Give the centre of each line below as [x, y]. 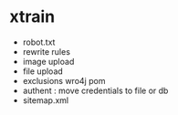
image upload [48, 61]
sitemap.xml [46, 100]
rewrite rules [47, 51]
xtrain [32, 17]
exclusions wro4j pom [64, 80]
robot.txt [39, 42]
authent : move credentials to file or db [95, 90]
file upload [43, 71]
